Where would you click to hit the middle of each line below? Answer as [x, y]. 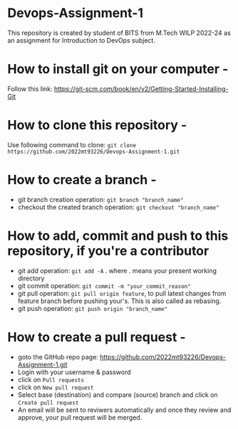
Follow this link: [30, 89]
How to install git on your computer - [118, 69]
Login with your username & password [74, 372]
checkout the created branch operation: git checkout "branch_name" [118, 207]
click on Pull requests [51, 379]
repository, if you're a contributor [108, 251]
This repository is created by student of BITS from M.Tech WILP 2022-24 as [119, 33]
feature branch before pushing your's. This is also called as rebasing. [119, 301]
